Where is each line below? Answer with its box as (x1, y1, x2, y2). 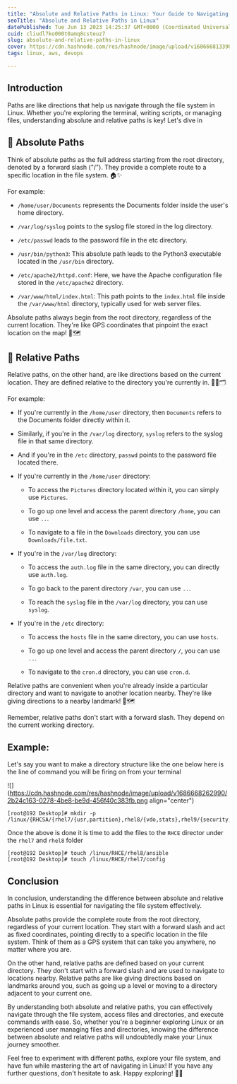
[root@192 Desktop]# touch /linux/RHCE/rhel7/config (7, 856, 166, 863)
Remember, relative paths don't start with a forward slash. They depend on (7, 713, 225, 722)
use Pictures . (28, 493, 68, 502)
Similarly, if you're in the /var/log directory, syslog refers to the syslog (17, 429, 224, 438)
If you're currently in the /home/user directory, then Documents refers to (17, 408, 222, 417)
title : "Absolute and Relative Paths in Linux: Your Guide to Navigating (7, 10, 229, 18)
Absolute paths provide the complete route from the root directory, (7, 915, 201, 923)
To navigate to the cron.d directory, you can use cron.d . (28, 668, 190, 676)
